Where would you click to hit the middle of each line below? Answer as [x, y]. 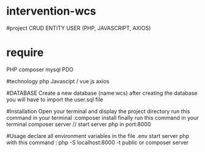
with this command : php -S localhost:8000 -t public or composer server [98, 142]
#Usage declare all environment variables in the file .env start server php [98, 136]
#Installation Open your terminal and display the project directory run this [98, 111]
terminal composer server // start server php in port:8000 [79, 124]
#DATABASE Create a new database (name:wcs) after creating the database [102, 93]
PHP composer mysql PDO [40, 69]
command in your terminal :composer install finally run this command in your [103, 117]
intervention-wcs [51, 11]
